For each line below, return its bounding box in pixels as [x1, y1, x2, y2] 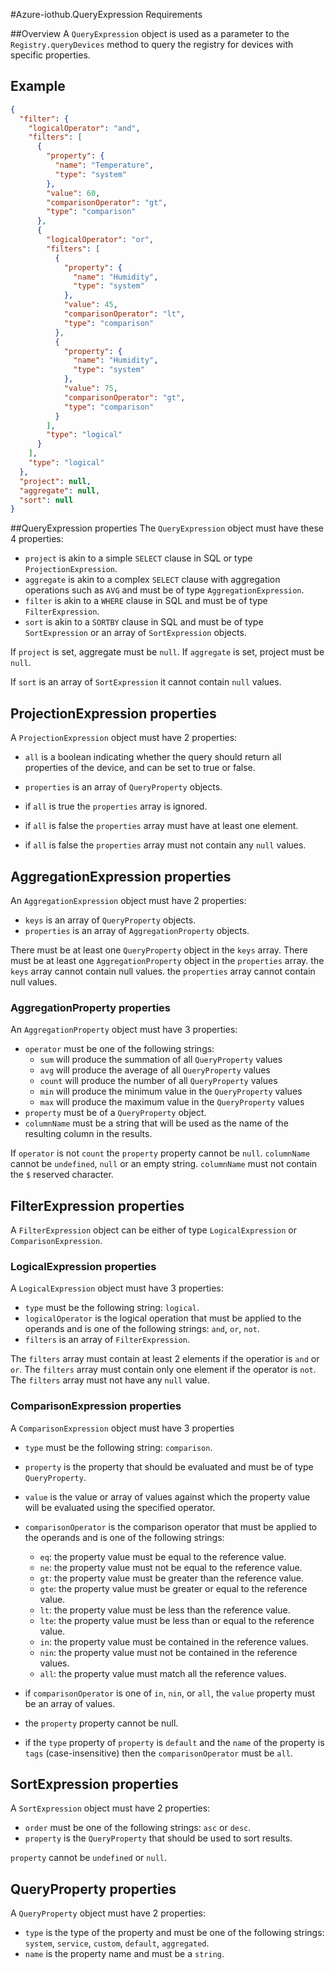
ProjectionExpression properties [10, 705, 217, 722]
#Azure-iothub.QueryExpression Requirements [10, 9, 203, 20]
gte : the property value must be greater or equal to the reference [39, 1582, 308, 1594]
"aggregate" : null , [19, 485, 101, 496]
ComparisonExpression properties [10, 1399, 182, 1413]
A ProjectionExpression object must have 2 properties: [10, 732, 238, 744]
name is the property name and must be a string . [24, 1948, 225, 1960]
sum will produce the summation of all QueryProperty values [39, 1054, 283, 1066]
